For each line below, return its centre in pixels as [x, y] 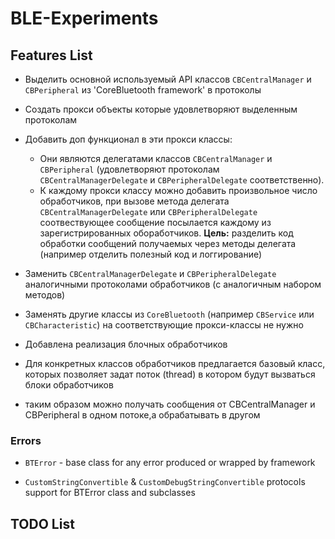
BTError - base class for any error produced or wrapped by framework [170, 463]
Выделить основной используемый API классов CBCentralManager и [168, 79]
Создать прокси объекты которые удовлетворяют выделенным [161, 109]
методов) [45, 295]
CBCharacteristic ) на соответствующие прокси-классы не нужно [164, 325]
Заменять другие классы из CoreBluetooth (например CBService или [169, 314]
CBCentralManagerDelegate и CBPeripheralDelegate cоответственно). [182, 180]
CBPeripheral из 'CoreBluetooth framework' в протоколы [143, 90]
